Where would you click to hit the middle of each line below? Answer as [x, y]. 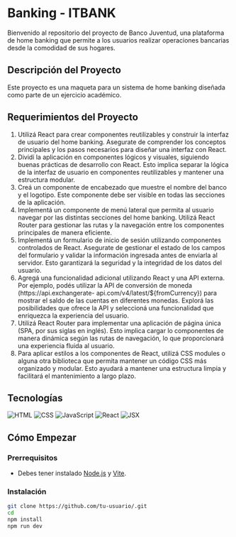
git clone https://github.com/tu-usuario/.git [77, 506]
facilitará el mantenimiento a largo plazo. [77, 376]
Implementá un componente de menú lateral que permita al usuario [116, 210]
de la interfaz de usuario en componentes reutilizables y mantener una [121, 172]
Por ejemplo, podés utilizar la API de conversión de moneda [105, 285]
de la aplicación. [41, 202]
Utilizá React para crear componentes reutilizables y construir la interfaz [123, 134]
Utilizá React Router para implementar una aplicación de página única [119, 323]
